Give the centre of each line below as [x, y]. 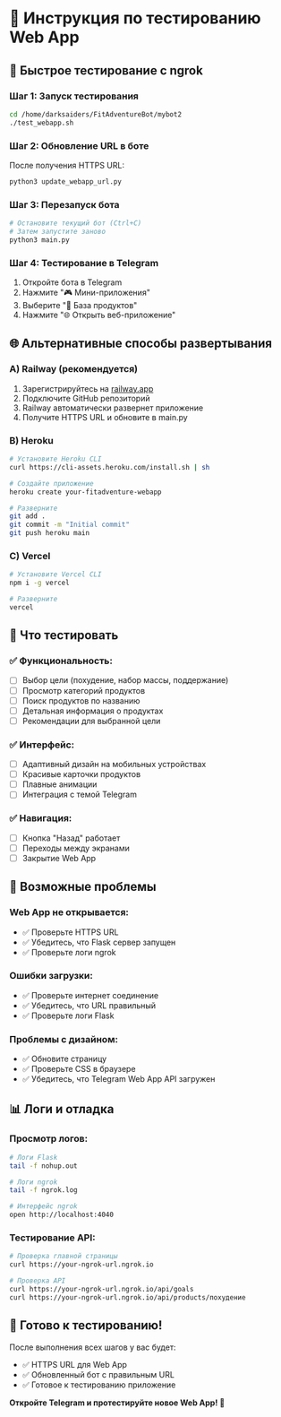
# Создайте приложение [51, 483]
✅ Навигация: [41, 818]
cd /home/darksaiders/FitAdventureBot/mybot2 [95, 114]
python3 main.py [39, 240]
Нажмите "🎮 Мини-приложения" [86, 293]
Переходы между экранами [76, 848]
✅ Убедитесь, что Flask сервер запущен [99, 942]
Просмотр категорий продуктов [84, 690]
